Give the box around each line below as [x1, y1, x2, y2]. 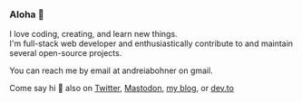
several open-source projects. [9, 48, 122, 59]
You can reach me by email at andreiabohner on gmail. [9, 65, 213, 76]
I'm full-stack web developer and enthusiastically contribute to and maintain [9, 38, 293, 49]
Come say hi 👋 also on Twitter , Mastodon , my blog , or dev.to [9, 83, 234, 94]
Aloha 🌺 [9, 8, 44, 21]
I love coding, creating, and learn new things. [9, 29, 179, 40]
